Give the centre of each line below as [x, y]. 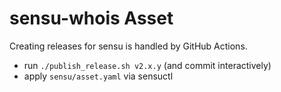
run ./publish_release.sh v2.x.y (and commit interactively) [147, 65]
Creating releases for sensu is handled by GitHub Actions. [128, 46]
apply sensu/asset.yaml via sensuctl [98, 76]
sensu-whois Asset [91, 18]
